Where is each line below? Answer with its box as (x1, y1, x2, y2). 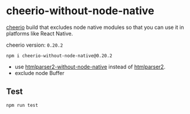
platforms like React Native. (6, 30, 73, 37)
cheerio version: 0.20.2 (6, 41, 63, 48)
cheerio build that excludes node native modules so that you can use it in (6, 24, 185, 31)
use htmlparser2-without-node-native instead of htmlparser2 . (14, 63, 166, 70)
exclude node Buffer (14, 69, 65, 76)
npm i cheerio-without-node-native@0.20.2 (6, 53, 112, 58)
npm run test (6, 102, 38, 108)
